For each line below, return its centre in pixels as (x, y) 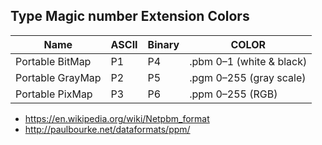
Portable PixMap (54, 94)
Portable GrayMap (58, 77)
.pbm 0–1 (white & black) (248, 61)
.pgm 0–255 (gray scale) (248, 77)
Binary (163, 44)
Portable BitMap (53, 61)
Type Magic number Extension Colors (130, 16)
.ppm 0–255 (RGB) (233, 94)
